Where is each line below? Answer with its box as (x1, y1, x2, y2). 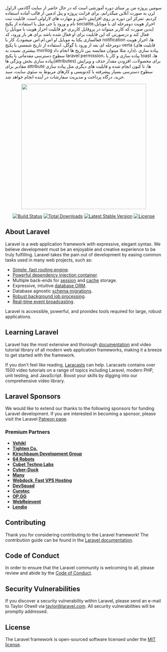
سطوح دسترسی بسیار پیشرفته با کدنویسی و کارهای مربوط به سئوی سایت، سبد (5, 69, 153, 75)
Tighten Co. (12, 445, 38, 451)
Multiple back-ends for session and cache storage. (12, 277, 117, 283)
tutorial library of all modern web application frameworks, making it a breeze (5, 347, 162, 353)
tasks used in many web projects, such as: (5, 257, 93, 263)
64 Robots (12, 456, 35, 462)
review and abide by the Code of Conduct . (5, 570, 92, 576)
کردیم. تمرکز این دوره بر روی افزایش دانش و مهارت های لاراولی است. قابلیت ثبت (5, 16, 157, 21)
